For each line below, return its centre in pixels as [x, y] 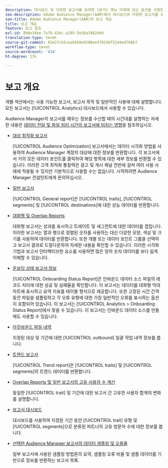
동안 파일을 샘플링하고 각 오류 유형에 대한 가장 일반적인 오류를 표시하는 [81, 298]
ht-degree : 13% [21, 56]
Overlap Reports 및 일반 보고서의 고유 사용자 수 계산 [64, 382]
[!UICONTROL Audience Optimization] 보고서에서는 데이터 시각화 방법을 [84, 146]
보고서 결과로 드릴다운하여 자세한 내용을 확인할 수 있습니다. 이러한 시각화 [88, 245]
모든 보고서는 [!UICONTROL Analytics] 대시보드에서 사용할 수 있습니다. [75, 108]
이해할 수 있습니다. [30, 258]
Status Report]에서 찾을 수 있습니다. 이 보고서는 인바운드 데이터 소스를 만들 [86, 310]
